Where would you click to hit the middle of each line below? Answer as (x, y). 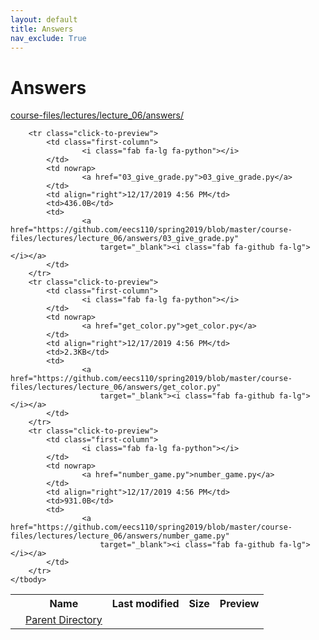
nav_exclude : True (48, 38)
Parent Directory (64, 620)
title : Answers (42, 29)
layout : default (44, 19)
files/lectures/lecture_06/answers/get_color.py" (116, 387)
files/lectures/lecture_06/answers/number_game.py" (120, 536)
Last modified (145, 604)
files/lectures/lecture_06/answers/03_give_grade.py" (125, 239)
